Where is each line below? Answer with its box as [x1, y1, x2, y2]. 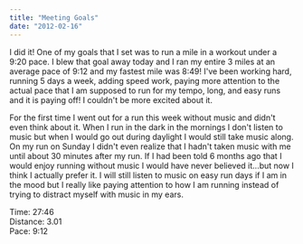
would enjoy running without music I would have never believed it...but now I [9, 160, 294, 171]
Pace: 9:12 [9, 225, 48, 236]
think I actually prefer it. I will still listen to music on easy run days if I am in [9, 169, 288, 181]
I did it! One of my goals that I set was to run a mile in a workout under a [9, 46, 278, 57]
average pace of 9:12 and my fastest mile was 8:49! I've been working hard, [9, 65, 292, 77]
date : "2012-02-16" [9, 22, 83, 31]
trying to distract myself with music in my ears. [9, 189, 184, 200]
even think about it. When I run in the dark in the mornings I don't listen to [9, 121, 283, 132]
